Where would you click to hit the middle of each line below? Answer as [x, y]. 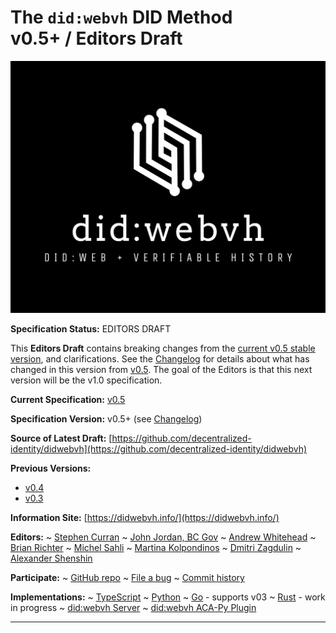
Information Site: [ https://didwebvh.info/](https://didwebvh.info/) [145, 518]
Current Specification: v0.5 [68, 400]
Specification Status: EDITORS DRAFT [91, 329]
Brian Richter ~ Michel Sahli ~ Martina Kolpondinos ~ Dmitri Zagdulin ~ [156, 548]
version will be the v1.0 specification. [86, 380]
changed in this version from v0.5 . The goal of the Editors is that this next [161, 370]
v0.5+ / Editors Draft [96, 38]
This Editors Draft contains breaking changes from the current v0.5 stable [163, 348]
